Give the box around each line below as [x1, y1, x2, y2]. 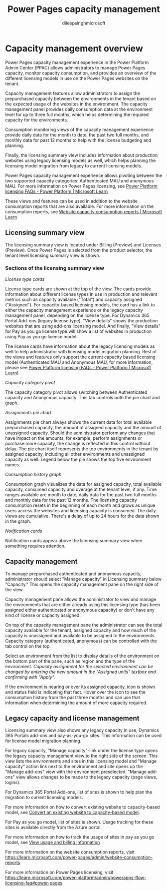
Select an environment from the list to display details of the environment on [5, 653, 160, 659]
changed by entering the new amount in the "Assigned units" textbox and [5, 669, 156, 675]
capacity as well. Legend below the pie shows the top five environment [5, 456, 151, 462]
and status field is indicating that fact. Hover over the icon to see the [5, 689, 146, 695]
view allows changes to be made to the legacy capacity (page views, [15, 774, 158, 780]
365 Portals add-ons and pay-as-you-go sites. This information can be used [5, 733, 162, 739]
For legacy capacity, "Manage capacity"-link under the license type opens [5, 748, 158, 754]
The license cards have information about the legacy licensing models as [5, 343, 155, 349]
